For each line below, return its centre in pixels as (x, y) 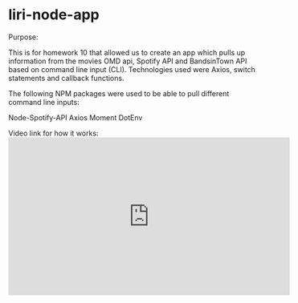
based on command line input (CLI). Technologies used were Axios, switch (132, 69)
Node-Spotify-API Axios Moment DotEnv (76, 117)
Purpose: (23, 37)
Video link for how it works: (53, 133)
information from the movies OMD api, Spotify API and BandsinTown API (128, 61)
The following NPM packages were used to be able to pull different (119, 93)
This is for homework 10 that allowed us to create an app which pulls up (127, 52)
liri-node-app (54, 15)
